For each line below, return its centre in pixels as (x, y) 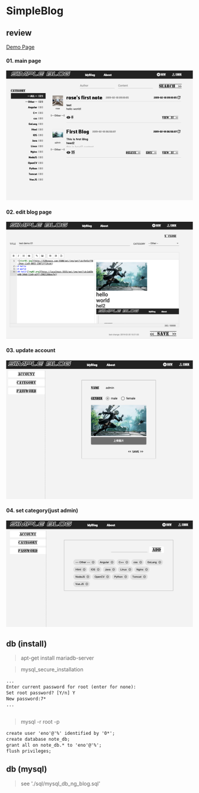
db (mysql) (27, 769)
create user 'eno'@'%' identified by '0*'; (61, 734)
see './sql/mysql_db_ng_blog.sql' (60, 784)
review (19, 33)
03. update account (31, 350)
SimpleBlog (35, 11)
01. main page (24, 60)
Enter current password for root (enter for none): (71, 687)
